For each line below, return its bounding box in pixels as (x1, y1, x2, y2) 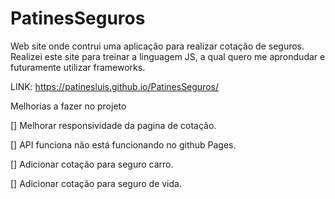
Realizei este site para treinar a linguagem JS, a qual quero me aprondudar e (10, 50, 326, 62)
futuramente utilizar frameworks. (10, 61, 146, 73)
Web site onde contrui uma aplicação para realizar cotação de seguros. (10, 40, 305, 52)
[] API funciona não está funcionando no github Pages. (10, 138, 237, 151)
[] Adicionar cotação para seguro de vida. (10, 177, 182, 189)
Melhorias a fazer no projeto (10, 100, 127, 112)
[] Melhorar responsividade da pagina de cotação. (10, 119, 217, 131)
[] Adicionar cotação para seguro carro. (10, 158, 174, 170)
